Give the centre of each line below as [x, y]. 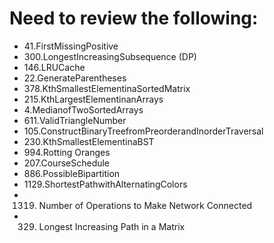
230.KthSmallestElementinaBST [89, 141]
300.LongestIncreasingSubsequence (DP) [110, 56]
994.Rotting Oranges [67, 152]
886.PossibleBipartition [72, 173]
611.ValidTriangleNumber [75, 120]
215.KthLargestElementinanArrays [93, 99]
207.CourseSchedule [67, 163]
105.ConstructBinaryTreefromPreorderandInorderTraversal [143, 131]
